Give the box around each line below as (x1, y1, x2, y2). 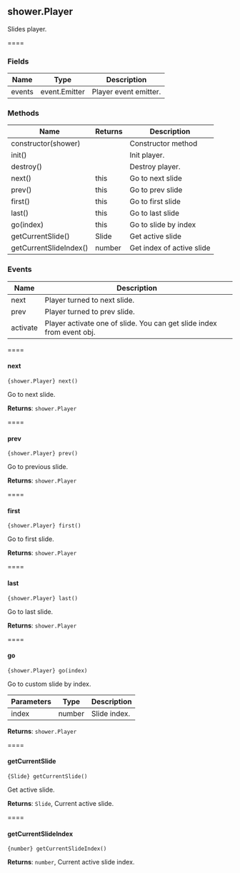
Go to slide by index (129, 220, 196, 230)
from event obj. (44, 327, 96, 337)
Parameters (11, 696, 51, 706)
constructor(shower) (11, 138, 81, 148)
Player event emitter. (91, 87, 161, 97)
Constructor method (129, 138, 198, 148)
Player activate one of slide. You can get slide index (44, 318, 218, 328)
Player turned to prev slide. (44, 306, 136, 316)
